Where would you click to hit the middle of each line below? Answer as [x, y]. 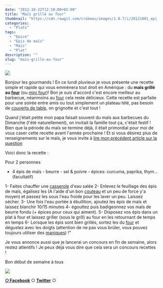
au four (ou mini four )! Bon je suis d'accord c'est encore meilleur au [73, 92]
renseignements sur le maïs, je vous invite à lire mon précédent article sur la [81, 138]
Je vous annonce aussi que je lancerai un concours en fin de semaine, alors [81, 242]
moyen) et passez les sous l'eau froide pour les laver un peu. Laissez [74, 197]
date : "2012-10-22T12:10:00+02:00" [41, 9]
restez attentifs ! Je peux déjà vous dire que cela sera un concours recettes [81, 247]
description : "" [21, 55]
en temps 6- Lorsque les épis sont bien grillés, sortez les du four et [72, 222]
